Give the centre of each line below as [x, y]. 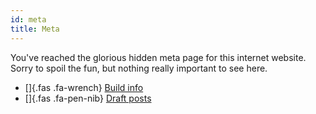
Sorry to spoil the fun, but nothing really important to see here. [139, 68]
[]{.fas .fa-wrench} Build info [84, 87]
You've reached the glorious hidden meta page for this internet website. [158, 57]
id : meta [28, 19]
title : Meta [35, 29]
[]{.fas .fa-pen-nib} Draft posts [88, 98]
